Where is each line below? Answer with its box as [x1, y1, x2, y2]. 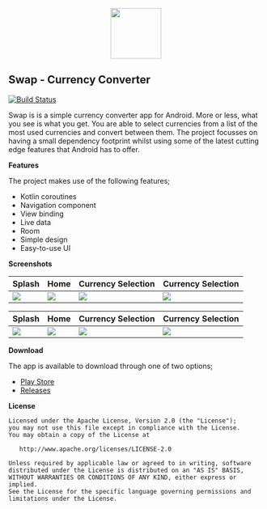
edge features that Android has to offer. [8, 144, 140, 154]
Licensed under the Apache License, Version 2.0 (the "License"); [8, 417, 237, 425]
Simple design [19, 235, 68, 244]
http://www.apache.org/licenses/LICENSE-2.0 [19, 445, 172, 453]
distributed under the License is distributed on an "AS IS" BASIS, [8, 466, 244, 474]
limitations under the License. [8, 494, 117, 503]
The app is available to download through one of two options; [8, 361, 213, 371]
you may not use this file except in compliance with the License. [8, 423, 241, 432]
